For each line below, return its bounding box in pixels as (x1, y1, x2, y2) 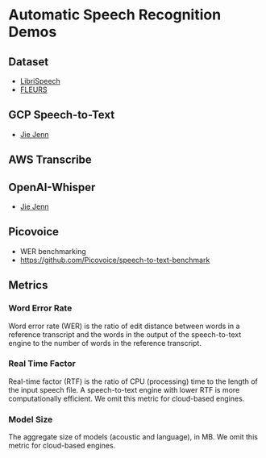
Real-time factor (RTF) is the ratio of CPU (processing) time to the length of (8, 377, 258, 386)
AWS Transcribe (8, 153, 93, 167)
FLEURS (19, 85, 48, 94)
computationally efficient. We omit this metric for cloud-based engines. (8, 393, 245, 403)
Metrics (8, 278, 48, 292)
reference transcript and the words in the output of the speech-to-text (8, 329, 242, 339)
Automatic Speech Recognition (8, 6, 222, 24)
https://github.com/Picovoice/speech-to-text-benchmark (19, 255, 210, 264)
